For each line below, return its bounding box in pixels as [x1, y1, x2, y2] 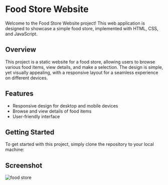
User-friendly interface [12, 113, 60, 119]
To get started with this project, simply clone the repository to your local [5, 141, 154, 147]
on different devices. [5, 74, 48, 81]
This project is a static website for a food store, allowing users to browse [5, 59, 155, 65]
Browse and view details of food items [12, 108, 92, 114]
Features [5, 89, 34, 98]
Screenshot [5, 161, 43, 169]
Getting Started [5, 128, 55, 136]
